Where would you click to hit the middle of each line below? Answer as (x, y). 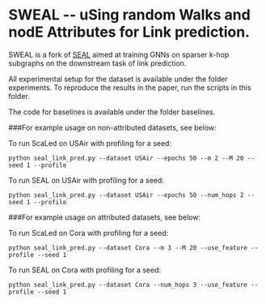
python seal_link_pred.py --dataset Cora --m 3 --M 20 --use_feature (128, 248)
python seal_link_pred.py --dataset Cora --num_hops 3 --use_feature (128, 285)
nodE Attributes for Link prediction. (129, 32)
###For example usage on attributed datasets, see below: (104, 217)
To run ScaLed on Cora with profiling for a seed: (89, 233)
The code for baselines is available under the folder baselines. (112, 112)
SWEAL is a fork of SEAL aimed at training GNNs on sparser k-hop (119, 54)
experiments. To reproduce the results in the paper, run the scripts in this (130, 88)
